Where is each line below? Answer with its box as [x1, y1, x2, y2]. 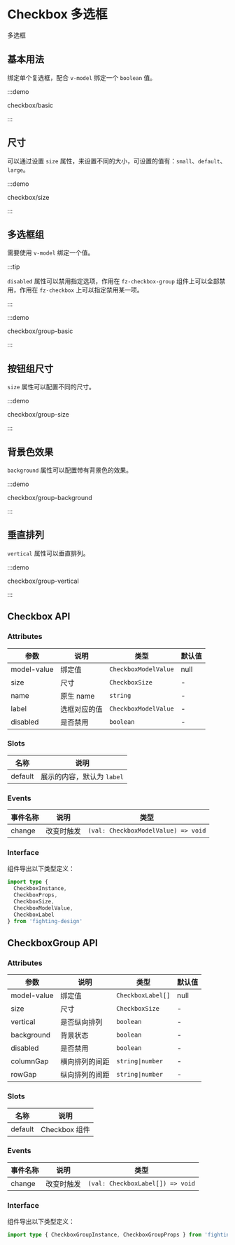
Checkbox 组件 [41, 1124, 91, 1134]
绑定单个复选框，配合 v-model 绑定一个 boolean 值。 [7, 73, 156, 81]
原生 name [60, 691, 95, 701]
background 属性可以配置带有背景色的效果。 [7, 466, 133, 474]
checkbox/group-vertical [7, 577, 79, 585]
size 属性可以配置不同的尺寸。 [7, 383, 96, 391]
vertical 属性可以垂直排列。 [7, 549, 90, 558]
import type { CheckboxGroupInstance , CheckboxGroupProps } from [7, 1232, 201, 1239]
